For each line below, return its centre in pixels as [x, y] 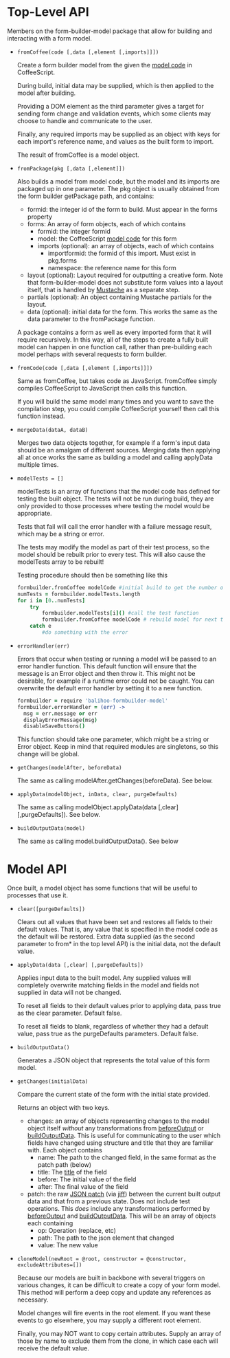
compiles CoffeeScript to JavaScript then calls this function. [102, 388]
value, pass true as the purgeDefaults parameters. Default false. [107, 1034]
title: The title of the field [72, 1172]
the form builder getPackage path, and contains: [85, 196]
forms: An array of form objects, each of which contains [106, 223]
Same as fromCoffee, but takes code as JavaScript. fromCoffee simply [117, 381]
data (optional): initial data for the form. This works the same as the [122, 311]
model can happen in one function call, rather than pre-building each [115, 347]
